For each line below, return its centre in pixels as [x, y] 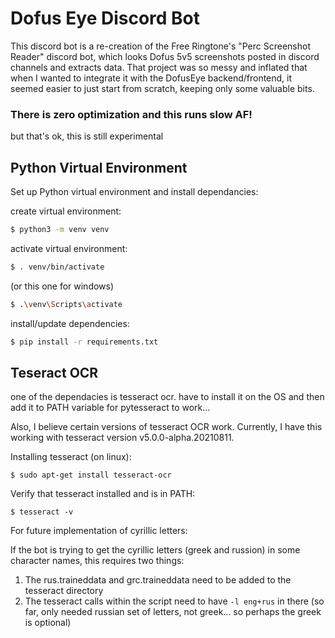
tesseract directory [64, 591]
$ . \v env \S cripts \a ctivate [66, 304]
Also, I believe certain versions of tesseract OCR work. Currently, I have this [166, 427]
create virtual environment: [66, 211]
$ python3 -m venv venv [60, 230]
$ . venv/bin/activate [57, 267]
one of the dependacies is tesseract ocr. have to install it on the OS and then [167, 397]
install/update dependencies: [70, 323]
